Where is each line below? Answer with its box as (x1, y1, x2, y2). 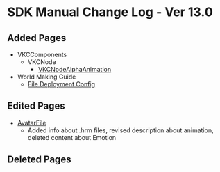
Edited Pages (7, 100, 65, 112)
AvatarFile (17, 118, 46, 127)
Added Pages (7, 32, 67, 44)
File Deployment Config (27, 80, 96, 88)
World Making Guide (17, 72, 76, 81)
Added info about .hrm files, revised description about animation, (27, 126, 214, 134)
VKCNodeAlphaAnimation (37, 65, 112, 73)
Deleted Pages (7, 154, 71, 166)
